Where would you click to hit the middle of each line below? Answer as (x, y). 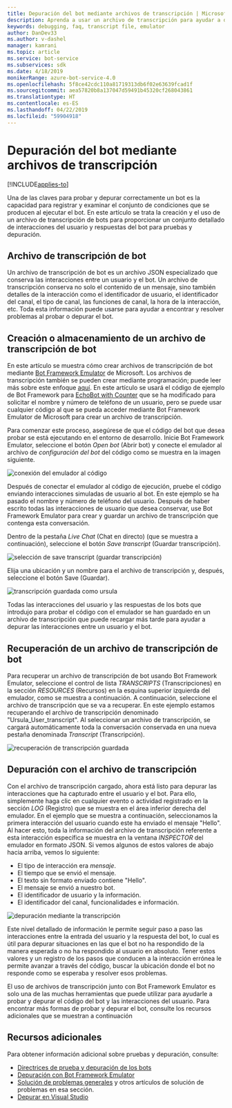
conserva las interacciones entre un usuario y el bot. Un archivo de (103, 280)
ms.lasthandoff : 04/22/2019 (48, 110)
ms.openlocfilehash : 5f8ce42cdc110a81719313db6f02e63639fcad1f (100, 84)
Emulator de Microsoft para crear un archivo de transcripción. (95, 417)
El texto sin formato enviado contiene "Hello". (81, 880)
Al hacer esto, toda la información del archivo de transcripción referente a (112, 830)
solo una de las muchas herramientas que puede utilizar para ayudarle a (110, 993)
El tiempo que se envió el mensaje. (67, 873)
